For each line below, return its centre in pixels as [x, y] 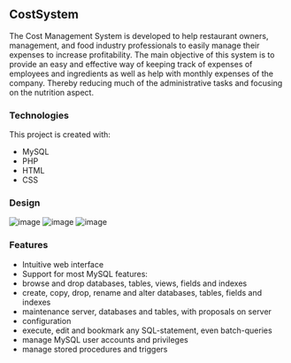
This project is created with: [60, 135]
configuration [46, 321]
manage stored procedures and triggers [95, 349]
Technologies [39, 115]
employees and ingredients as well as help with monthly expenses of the [142, 73]
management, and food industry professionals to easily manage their [134, 45]
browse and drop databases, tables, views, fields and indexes [134, 283]
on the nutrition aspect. [52, 92]
